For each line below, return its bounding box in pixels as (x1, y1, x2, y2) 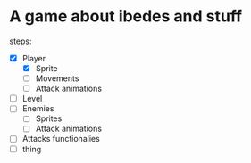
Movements (35, 73, 79, 84)
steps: (9, 36, 32, 46)
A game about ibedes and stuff (9, 6, 243, 27)
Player (21, 53, 46, 63)
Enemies (21, 103, 54, 114)
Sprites (35, 113, 63, 124)
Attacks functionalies (21, 134, 100, 144)
